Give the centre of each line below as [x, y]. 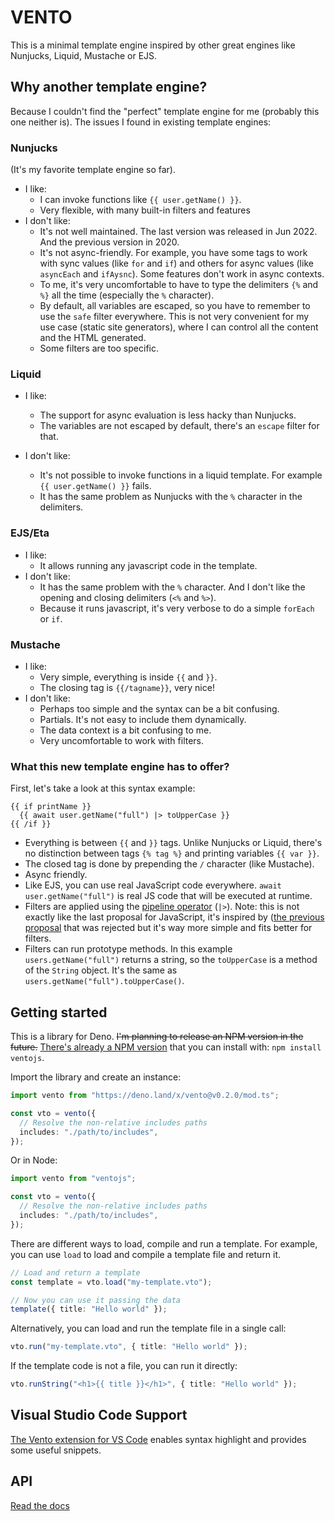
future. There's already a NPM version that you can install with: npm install [166, 1047]
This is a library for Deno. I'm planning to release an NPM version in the [157, 1037]
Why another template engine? [109, 87]
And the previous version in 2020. [109, 242]
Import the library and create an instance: [96, 1077]
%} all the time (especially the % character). [127, 295]
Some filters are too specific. [99, 348]
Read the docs [40, 1505]
